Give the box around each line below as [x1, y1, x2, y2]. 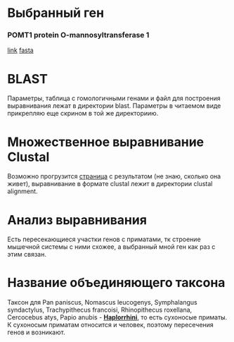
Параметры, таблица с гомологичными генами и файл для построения [7, 94, 221, 103]
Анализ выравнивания [7, 212, 148, 228]
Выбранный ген [7, 5, 104, 21]
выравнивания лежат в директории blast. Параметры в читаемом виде [7, 102, 221, 110]
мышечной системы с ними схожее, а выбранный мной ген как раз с [7, 243, 216, 251]
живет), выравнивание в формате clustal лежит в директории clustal [7, 180, 213, 188]
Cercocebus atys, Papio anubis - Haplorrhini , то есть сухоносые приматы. [7, 313, 228, 322]
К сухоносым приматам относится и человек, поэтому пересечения [7, 321, 214, 329]
